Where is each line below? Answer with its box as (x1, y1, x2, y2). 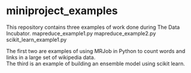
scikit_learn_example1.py (6, 36, 67, 43)
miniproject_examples (6, 4, 118, 18)
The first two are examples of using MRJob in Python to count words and (6, 47, 186, 54)
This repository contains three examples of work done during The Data (6, 24, 180, 31)
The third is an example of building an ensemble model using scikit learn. (6, 60, 186, 67)
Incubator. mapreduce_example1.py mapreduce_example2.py (6, 29, 156, 36)
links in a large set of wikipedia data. (6, 54, 96, 61)
